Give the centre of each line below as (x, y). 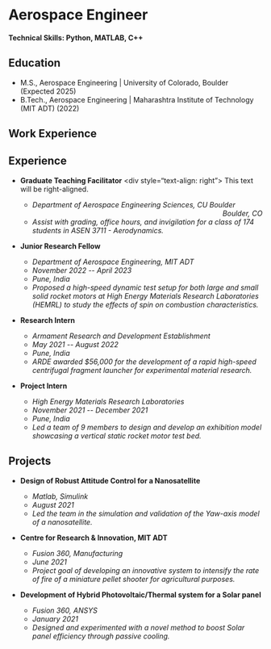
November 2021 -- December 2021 (90, 410)
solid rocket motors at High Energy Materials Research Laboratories (146, 295)
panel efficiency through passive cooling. (101, 636)
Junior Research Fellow (60, 246)
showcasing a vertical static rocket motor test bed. (117, 435)
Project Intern (44, 386)
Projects (30, 461)
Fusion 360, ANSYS (65, 610)
